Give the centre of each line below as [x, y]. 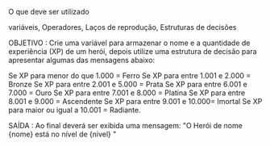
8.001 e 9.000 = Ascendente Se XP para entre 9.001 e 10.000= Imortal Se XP [135, 101]
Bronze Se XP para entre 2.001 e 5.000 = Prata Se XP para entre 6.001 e [128, 84]
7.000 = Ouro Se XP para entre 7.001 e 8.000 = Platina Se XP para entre [127, 93]
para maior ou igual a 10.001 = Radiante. [75, 110]
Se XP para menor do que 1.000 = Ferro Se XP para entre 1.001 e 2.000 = [130, 75]
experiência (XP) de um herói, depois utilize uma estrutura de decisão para [133, 51]
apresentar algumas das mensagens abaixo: [82, 60]
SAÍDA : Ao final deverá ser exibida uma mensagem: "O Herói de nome [126, 125]
